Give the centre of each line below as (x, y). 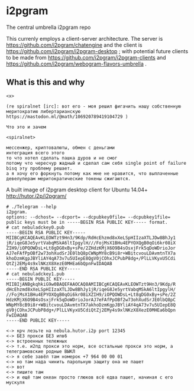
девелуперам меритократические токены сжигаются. (69, 178)
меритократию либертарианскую (43, 111)
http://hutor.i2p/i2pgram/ (36, 195)
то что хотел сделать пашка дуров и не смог (62, 158)
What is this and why (46, 82)
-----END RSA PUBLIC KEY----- (43, 269)
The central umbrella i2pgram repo (48, 27)
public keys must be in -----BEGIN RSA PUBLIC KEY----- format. (87, 222)
